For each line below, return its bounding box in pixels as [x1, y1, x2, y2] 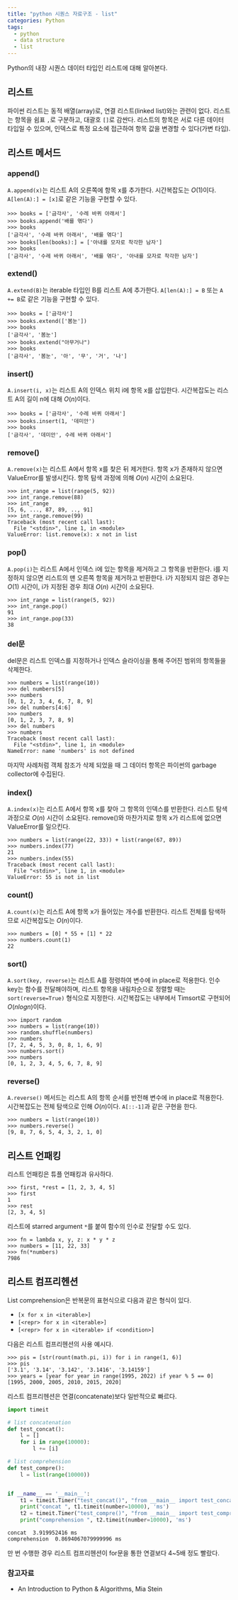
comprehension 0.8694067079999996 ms [7, 1536, 122, 1543]
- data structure [13, 37, 65, 44]
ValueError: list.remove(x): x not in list [7, 531, 138, 538]
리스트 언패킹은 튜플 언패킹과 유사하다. [7, 1169, 113, 1178]
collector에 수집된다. [7, 769, 65, 778]
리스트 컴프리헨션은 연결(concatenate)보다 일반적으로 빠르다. [7, 1392, 177, 1400]
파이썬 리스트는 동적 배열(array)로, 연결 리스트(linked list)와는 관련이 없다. [7, 106, 212, 115]
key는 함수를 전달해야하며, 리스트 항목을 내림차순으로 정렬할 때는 [7, 985, 186, 993]
